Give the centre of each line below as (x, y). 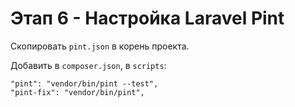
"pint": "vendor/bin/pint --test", (84, 83)
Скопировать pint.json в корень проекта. (100, 46)
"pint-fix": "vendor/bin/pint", (77, 92)
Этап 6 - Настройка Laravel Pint (147, 18)
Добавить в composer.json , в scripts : (88, 65)
